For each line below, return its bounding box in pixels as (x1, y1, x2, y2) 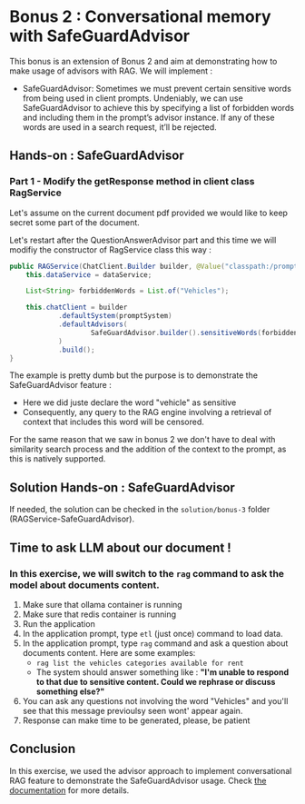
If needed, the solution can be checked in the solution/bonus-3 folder (9, 504, 271, 515)
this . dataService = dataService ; (25, 270, 152, 279)
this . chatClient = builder (25, 303, 128, 313)
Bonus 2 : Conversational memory (9, 6, 271, 27)
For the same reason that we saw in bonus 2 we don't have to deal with (9, 434, 276, 445)
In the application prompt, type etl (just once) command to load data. (22, 628, 283, 639)
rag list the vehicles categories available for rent (35, 659, 244, 668)
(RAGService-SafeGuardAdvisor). (9, 513, 134, 524)
